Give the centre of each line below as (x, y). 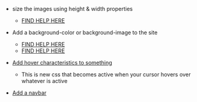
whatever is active (44, 81)
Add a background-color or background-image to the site (85, 32)
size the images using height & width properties (72, 9)
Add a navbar (29, 93)
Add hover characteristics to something (62, 63)
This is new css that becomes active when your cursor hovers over (106, 75)
